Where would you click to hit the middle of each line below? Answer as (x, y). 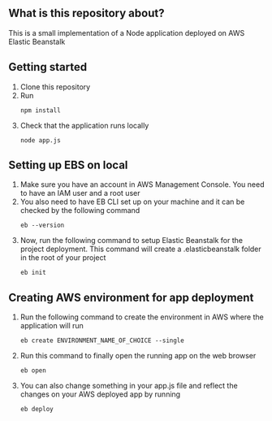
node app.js (40, 140)
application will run (52, 326)
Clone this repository (55, 87)
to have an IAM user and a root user (80, 193)
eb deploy (37, 410)
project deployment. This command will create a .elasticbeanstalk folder (140, 249)
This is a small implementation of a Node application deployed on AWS (127, 33)
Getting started (48, 67)
